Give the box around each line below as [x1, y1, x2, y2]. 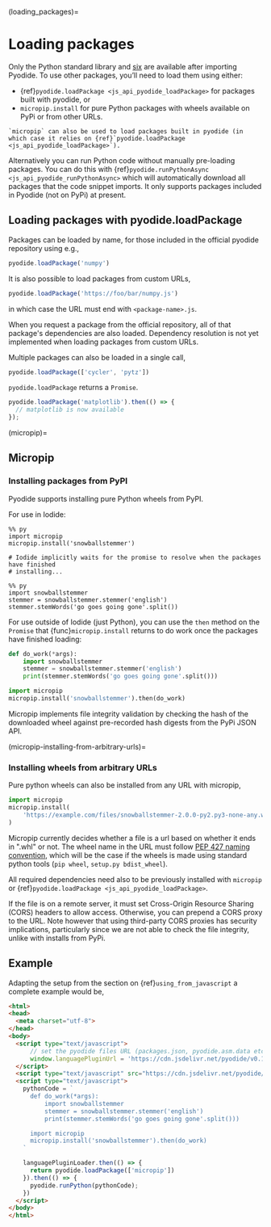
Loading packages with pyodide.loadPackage [8, 213, 243, 227]
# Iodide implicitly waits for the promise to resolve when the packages [8, 553, 262, 561]
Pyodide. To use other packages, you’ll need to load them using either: [8, 70, 244, 80]
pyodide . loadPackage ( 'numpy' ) [8, 258, 110, 267]
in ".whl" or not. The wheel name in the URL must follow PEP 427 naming [8, 842, 250, 851]
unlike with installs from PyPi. [8, 933, 106, 943]
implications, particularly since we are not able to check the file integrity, [8, 924, 250, 934]
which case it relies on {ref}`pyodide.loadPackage [8, 134, 186, 142]
